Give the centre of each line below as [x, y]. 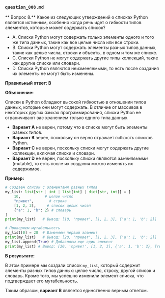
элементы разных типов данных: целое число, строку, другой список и [80, 270]
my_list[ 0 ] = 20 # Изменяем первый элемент [51, 233]
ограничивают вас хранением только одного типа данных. [67, 118]
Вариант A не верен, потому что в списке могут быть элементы [80, 127]
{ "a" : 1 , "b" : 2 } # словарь [42, 210]
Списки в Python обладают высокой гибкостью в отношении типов [76, 102]
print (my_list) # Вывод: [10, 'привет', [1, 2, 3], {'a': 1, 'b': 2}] [81, 219]
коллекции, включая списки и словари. [54, 153]
